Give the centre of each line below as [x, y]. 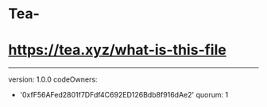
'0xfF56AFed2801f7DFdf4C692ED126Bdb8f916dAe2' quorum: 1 [124, 95]
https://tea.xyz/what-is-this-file [117, 50]
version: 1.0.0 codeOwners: [53, 79]
